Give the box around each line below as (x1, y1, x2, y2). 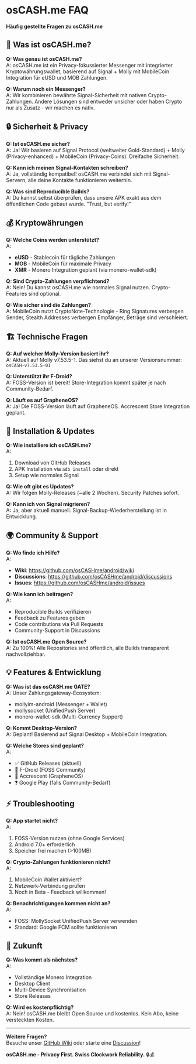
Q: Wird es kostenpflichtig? (6, 1004, 74, 1011)
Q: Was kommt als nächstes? (6, 956, 78, 963)
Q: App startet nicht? (6, 817, 58, 824)
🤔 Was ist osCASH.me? (6, 40, 92, 50)
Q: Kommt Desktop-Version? (6, 724, 78, 731)
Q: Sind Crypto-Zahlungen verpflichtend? (6, 278, 110, 285)
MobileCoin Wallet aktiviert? (14, 876, 82, 883)
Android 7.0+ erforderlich (14, 841, 75, 848)
